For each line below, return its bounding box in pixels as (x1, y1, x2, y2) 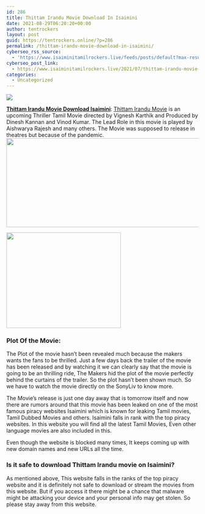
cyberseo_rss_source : (6, 49, 62, 55)
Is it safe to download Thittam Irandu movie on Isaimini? (6, 461, 175, 469)
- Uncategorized (12, 77, 53, 83)
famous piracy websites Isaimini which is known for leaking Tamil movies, (6, 408, 191, 415)
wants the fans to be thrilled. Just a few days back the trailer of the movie (6, 357, 192, 364)
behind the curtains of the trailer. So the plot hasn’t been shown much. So (6, 376, 192, 384)
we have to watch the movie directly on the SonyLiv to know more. (6, 383, 174, 390)
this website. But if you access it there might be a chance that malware (6, 487, 184, 495)
